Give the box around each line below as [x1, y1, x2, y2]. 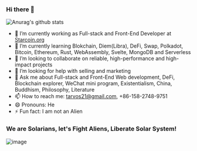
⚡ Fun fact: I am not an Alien [14, 108, 83, 115]
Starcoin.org [14, 36, 45, 43]
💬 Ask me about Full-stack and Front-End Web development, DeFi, [14, 73, 175, 81]
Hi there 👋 [6, 5, 35, 14]
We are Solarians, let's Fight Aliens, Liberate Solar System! [6, 125, 177, 133]
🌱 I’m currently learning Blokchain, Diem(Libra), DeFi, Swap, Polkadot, [14, 42, 184, 49]
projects [32, 61, 53, 68]
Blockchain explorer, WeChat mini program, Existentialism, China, [14, 80, 172, 87]
